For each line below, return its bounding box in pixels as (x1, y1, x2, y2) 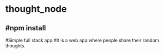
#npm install (5, 24, 46, 32)
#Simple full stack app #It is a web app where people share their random (5, 37, 159, 43)
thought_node (5, 3, 67, 15)
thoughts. (5, 43, 26, 49)
